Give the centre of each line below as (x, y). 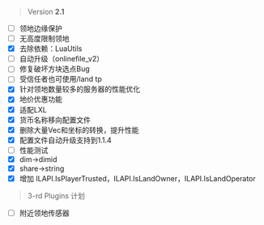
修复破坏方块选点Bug (54, 69)
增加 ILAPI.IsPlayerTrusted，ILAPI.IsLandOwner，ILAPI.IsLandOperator (137, 178)
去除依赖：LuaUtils (51, 49)
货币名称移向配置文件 (55, 120)
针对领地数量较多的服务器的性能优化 (80, 89)
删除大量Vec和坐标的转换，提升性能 (79, 129)
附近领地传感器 (44, 213)
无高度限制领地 (44, 39)
